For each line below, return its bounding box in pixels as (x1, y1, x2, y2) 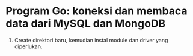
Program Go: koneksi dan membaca (5, 4, 188, 18)
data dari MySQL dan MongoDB (5, 17, 166, 30)
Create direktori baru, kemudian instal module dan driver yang (14, 36, 168, 43)
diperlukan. (14, 43, 43, 50)
